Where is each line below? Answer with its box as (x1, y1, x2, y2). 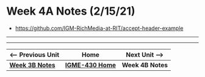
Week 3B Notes (9, 61, 56, 69)
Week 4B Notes (121, 61, 168, 69)
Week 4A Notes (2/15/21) (6, 4, 135, 18)
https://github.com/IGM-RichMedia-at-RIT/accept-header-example (15, 24, 184, 32)
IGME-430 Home (65, 61, 117, 69)
